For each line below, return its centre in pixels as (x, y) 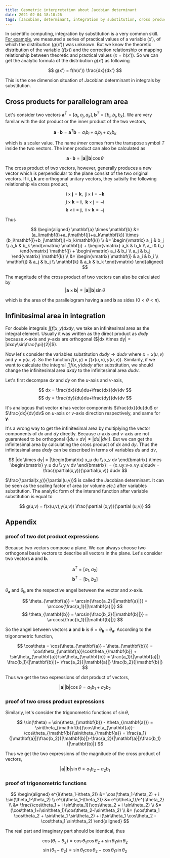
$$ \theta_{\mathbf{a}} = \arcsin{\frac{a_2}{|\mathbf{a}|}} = (85, 601)
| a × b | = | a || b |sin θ (85, 290)
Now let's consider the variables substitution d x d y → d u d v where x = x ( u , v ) (85, 354)
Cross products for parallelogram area (67, 102)
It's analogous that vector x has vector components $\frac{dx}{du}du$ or (82, 407)
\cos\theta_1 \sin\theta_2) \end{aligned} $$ (85, 821)
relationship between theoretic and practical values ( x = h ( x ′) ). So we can (82, 55)
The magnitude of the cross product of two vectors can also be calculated (83, 277)
